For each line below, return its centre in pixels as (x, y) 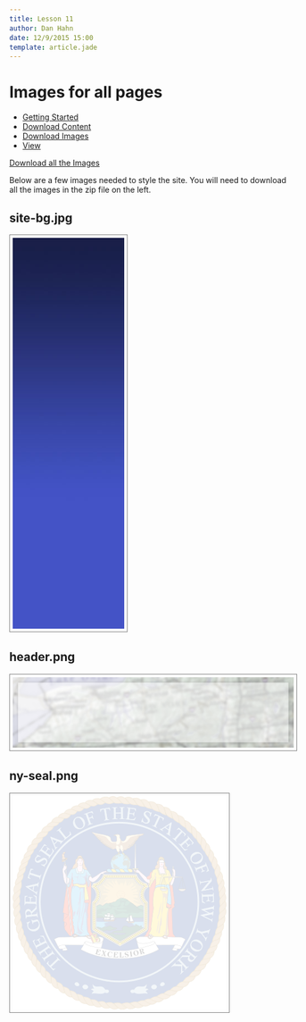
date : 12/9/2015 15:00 (51, 38)
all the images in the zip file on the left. (80, 190)
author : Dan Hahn (41, 28)
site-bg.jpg (41, 218)
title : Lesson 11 (41, 19)
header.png (42, 657)
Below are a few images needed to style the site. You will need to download (148, 180)
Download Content (57, 127)
